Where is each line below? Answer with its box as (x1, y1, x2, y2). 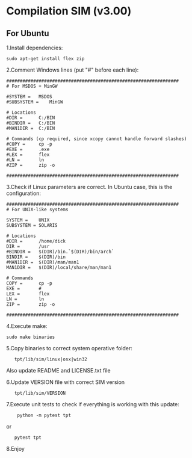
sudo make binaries (6, 334, 55, 340)
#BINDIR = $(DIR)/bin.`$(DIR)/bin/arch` (6, 249, 114, 255)
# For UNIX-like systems (6, 206, 69, 212)
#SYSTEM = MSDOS (6, 94, 52, 100)
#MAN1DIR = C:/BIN (6, 125, 55, 131)
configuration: (6, 190, 41, 197)
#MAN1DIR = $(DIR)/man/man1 (6, 259, 79, 265)
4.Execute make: (6, 323, 48, 329)
